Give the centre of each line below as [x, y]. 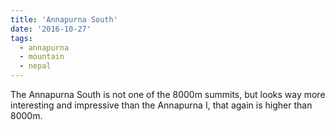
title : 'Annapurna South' [64, 19]
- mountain [42, 57]
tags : [21, 38]
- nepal [35, 66]
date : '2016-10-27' [51, 29]
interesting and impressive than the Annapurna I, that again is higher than [161, 105]
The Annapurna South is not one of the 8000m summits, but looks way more [168, 94]
